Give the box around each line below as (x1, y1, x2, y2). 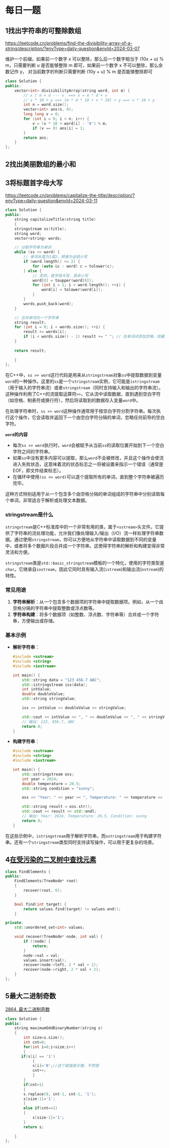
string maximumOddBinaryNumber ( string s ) (14, 1026, 103, 1031)
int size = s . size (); (23, 1035, 65, 1040)
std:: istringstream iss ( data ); (22, 682, 88, 687)
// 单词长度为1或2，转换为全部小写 (23, 254, 88, 260)
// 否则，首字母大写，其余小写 (32, 273, 89, 278)
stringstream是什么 (5, 511, 54, 518)
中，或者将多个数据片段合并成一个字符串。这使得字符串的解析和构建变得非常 (5, 543, 165, 549)
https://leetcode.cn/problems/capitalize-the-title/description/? (5, 192, 135, 198)
